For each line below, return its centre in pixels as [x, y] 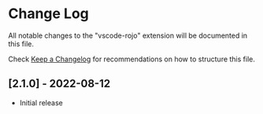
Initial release [41, 102]
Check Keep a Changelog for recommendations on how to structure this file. [132, 59]
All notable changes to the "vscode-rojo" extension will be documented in [128, 35]
